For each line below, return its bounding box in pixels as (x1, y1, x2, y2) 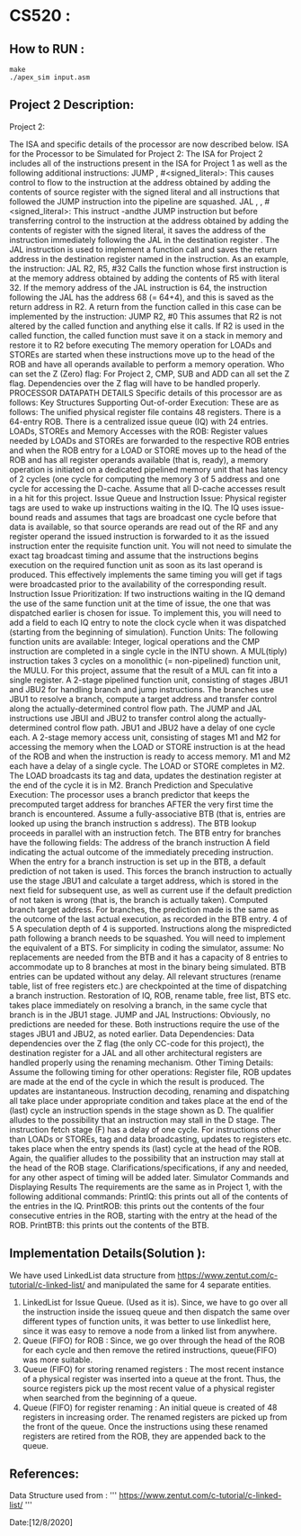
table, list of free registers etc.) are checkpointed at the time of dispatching (9, 980, 288, 991)
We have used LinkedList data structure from (9, 1269, 176, 1280)
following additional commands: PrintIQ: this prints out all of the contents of (9, 1190, 289, 1202)
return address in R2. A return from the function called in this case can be (9, 301, 282, 312)
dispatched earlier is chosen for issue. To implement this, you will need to (9, 607, 281, 618)
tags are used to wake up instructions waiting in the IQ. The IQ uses (9, 501, 260, 513)
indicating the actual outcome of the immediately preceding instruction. (9, 846, 274, 857)
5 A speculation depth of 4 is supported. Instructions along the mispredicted (9, 923, 292, 934)
